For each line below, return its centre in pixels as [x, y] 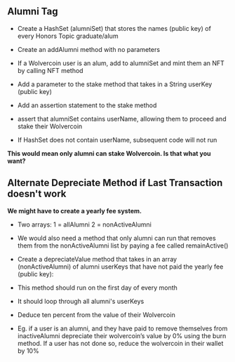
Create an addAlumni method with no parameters [88, 49]
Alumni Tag [33, 12]
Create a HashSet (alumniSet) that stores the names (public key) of [114, 28]
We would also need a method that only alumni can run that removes [116, 238]
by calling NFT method [50, 70]
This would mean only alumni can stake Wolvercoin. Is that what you [109, 153]
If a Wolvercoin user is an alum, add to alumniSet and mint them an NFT [121, 63]
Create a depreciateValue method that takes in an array [97, 259]
